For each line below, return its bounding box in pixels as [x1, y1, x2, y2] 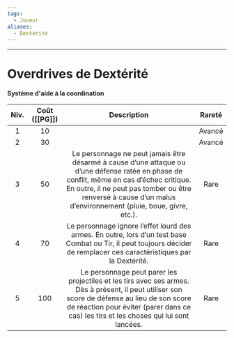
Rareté [199, 110, 223, 120]
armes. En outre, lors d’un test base [70, 230, 187, 240]
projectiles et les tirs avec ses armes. [68, 276, 189, 286]
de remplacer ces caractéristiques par [66, 247, 192, 257]
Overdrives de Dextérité [7, 66, 148, 82]
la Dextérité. [109, 256, 149, 266]
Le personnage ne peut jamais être [72, 149, 186, 159]
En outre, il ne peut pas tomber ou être [65, 184, 192, 194]
